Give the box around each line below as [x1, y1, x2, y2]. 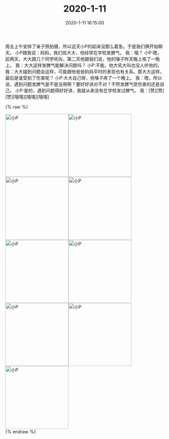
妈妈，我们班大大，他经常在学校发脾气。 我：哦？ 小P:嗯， [40, 49, 162, 55]
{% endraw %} [5, 428, 36, 434]
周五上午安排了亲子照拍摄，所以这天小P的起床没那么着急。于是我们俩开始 [5, 43, 158, 49]
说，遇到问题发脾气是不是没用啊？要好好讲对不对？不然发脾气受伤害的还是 [5, 81, 160, 87]
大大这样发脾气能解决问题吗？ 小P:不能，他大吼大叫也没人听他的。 [24, 62, 162, 68]
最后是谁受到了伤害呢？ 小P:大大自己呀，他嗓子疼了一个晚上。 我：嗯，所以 [5, 75, 162, 81]
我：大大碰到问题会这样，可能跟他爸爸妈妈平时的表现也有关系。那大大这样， [5, 69, 164, 75]
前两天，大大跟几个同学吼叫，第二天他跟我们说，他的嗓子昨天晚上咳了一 [5, 56, 155, 62]
